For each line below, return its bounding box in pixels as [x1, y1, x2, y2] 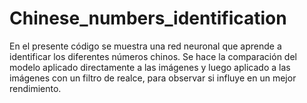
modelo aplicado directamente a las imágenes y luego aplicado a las [9, 61, 291, 73]
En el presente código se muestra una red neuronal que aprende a [9, 40, 282, 52]
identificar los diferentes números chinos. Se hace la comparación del [9, 50, 297, 62]
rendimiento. [9, 82, 62, 94]
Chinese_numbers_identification [9, 7, 287, 30]
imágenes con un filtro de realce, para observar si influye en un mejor [9, 72, 297, 84]
